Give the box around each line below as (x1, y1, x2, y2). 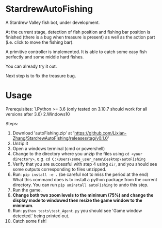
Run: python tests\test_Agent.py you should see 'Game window (12, 208, 142, 213)
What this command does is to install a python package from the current (12, 176, 157, 182)
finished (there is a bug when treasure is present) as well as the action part (5, 34, 155, 40)
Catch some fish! (12, 218, 47, 224)
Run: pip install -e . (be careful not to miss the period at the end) (12, 171, 148, 177)
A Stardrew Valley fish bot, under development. (5, 19, 100, 25)
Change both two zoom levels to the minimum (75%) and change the (12, 192, 154, 198)
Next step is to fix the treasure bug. (5, 73, 76, 78)
